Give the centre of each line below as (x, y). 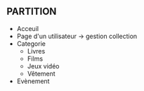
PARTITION (32, 12)
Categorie (31, 43)
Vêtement (41, 73)
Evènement (33, 81)
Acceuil (28, 28)
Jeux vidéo (43, 66)
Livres (36, 51)
